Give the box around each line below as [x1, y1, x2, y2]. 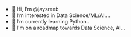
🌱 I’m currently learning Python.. [11, 18, 89, 25]
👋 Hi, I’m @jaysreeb [11, 6, 59, 12]
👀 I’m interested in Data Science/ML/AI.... [11, 12, 111, 19]
